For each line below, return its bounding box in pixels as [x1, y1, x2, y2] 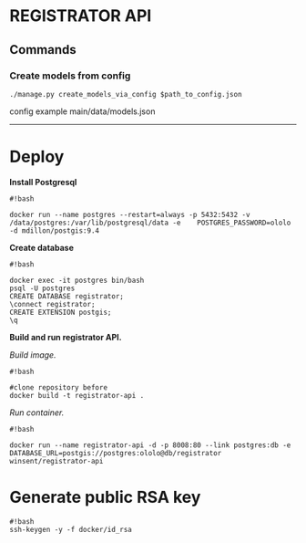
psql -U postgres [9, 284, 76, 293]
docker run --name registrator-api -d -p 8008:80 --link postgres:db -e [9, 440, 291, 450]
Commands [9, 42, 77, 57]
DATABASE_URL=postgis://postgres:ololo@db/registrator [9, 448, 222, 457]
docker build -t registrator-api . [9, 391, 145, 400]
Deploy [9, 147, 65, 167]
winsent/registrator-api [9, 456, 104, 465]
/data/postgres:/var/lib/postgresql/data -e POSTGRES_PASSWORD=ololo [9, 218, 291, 227]
